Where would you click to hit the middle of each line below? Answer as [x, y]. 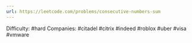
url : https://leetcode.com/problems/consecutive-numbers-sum [84, 11]
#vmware [18, 34]
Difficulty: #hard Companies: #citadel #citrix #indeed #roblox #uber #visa [96, 28]
